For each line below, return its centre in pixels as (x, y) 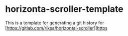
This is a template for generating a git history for (55, 23)
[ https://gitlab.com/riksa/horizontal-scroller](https (57, 28)
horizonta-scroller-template (64, 9)
